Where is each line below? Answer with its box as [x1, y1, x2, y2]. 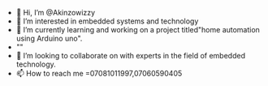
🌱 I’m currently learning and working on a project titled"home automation [15, 25, 260, 34]
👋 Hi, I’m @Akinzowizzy [15, 8, 96, 17]
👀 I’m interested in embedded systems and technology [15, 16, 199, 26]
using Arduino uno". [15, 33, 83, 43]
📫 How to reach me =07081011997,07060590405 [15, 69, 183, 78]
